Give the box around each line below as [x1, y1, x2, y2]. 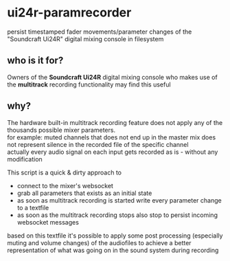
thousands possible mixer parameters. [7, 126, 115, 134]
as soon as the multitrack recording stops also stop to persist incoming [16, 211, 218, 219]
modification [7, 155, 43, 163]
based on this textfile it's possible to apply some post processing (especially [7, 231, 223, 240]
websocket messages [16, 218, 79, 226]
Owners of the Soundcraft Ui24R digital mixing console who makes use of [7, 73, 218, 81]
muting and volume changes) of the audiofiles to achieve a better [7, 238, 192, 247]
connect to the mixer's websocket [16, 181, 113, 190]
